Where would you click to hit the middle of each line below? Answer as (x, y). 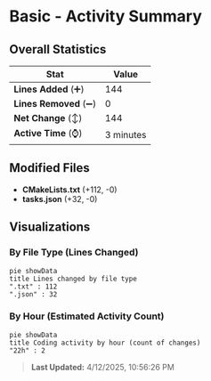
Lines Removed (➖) (55, 104)
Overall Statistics (58, 49)
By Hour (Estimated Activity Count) (87, 316)
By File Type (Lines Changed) (74, 253)
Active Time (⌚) (48, 133)
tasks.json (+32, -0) (60, 199)
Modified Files (50, 168)
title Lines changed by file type (73, 279)
